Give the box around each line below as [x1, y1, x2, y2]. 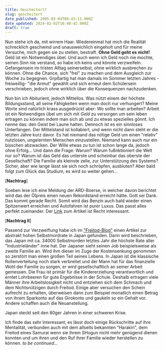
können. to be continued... [5, 340, 58, 346]
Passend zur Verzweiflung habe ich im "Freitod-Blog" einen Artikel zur [5, 227, 147, 233]
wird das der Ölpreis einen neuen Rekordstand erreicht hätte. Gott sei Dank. [5, 192, 158, 199]
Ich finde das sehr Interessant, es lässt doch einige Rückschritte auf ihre [5, 320, 151, 325]
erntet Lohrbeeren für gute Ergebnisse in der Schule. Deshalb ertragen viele [5, 274, 159, 280]
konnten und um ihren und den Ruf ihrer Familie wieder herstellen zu [5, 335, 143, 341]
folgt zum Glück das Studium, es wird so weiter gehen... [5, 168, 118, 174]
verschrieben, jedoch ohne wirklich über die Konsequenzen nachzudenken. [5, 86, 158, 92]
